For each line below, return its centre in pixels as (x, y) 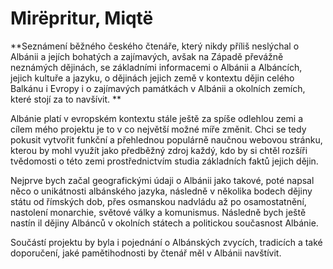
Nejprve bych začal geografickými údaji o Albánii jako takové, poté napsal (162, 180)
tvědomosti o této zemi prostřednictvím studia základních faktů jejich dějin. (164, 161)
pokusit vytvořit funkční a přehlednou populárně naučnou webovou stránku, (166, 139)
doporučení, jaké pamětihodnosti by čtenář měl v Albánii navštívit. (146, 253)
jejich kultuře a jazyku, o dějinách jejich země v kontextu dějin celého (152, 78)
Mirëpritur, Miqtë (82, 18)
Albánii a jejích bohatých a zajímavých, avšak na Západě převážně (147, 56)
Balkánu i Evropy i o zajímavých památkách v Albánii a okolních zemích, (158, 88)
